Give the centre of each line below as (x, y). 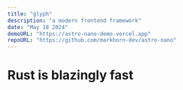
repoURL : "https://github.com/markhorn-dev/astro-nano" (92, 40)
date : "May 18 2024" (38, 27)
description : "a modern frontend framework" (74, 21)
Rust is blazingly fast (70, 75)
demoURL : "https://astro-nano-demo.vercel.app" (79, 34)
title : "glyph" (30, 14)
